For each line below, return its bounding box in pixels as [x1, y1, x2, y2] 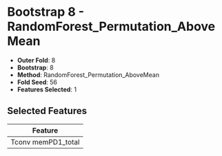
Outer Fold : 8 [17, 56, 56, 64]
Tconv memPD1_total [10, 137, 80, 146]
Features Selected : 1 [17, 85, 77, 93]
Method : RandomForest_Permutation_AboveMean [17, 70, 160, 79]
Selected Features [7, 105, 88, 117]
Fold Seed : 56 [17, 78, 57, 86]
